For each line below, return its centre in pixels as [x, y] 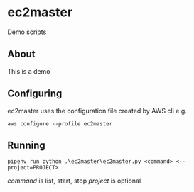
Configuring [35, 94]
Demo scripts [27, 32]
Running [27, 145]
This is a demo [29, 71]
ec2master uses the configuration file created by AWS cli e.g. [97, 111]
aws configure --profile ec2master [60, 124]
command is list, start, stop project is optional [74, 181]
